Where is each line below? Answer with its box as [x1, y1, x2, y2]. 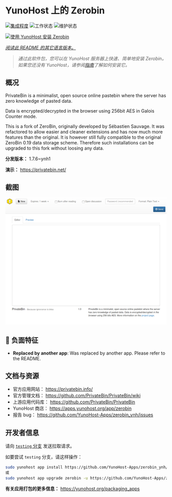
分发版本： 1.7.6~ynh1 [5, 155, 51, 162]
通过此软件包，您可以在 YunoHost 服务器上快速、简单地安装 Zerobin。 [17, 55, 166, 62]
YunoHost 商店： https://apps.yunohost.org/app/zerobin [12, 406, 132, 412]
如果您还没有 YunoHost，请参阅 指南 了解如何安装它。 [17, 62, 130, 68]
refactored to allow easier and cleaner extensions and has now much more [5, 128, 163, 135]
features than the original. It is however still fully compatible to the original [5, 134, 161, 140]
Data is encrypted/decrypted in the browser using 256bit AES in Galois [5, 107, 155, 114]
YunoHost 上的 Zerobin [5, 5, 105, 16]
